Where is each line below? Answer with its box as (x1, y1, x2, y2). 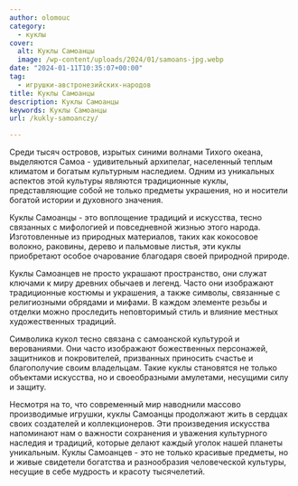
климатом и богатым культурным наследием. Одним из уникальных (9, 166, 275, 177)
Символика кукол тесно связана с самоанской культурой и (9, 333, 240, 344)
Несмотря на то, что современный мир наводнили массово (9, 399, 241, 410)
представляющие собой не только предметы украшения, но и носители (9, 185, 288, 196)
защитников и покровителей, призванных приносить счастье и (9, 353, 254, 364)
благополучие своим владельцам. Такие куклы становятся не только (9, 362, 278, 373)
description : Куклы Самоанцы (9, 97, 119, 107)
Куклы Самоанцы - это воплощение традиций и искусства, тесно (9, 212, 263, 223)
